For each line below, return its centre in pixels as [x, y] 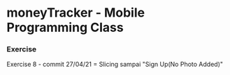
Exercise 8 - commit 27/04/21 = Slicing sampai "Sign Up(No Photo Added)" [115, 65]
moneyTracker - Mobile [76, 13]
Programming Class [65, 27]
